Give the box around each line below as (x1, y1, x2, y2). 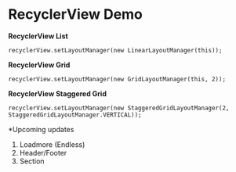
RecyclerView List (8, 31, 68, 41)
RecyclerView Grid (8, 60, 71, 70)
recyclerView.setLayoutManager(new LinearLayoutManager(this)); (8, 46, 223, 54)
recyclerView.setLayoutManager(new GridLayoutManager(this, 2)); (8, 75, 226, 83)
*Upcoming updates (8, 124, 74, 134)
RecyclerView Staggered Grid (8, 88, 107, 99)
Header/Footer (19, 148, 67, 157)
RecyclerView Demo (8, 5, 143, 23)
